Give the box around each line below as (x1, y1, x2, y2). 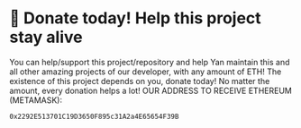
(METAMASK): (9, 94, 63, 106)
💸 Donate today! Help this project (9, 8, 261, 29)
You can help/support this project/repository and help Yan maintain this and (9, 56, 290, 67)
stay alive (9, 27, 83, 47)
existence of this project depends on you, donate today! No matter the (9, 75, 270, 86)
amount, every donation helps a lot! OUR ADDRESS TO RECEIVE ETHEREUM (9, 85, 293, 96)
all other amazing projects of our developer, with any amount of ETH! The (9, 66, 282, 77)
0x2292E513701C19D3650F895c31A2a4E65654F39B (9, 112, 179, 121)
